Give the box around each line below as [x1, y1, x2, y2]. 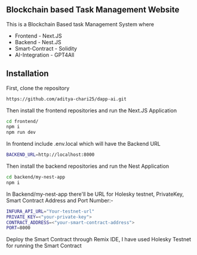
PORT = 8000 [6, 225, 31, 231]
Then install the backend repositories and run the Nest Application [6, 162, 170, 170]
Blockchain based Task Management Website [6, 5, 180, 15]
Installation [6, 69, 49, 79]
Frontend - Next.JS [14, 32, 63, 39]
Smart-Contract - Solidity [14, 45, 78, 52]
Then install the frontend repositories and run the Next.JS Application [6, 107, 177, 114]
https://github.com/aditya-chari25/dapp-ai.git [6, 96, 127, 102]
